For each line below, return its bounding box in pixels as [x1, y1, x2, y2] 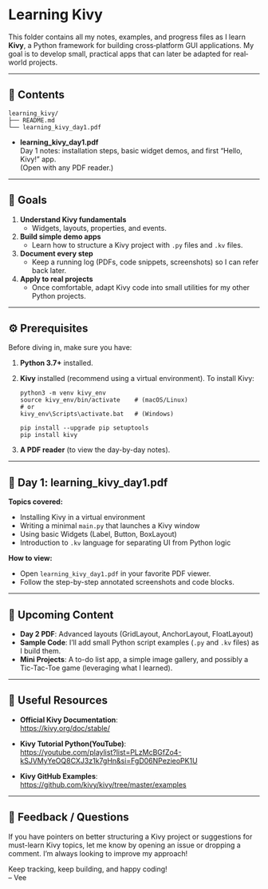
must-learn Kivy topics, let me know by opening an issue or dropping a [8, 840, 241, 850]
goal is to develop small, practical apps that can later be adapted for [8, 49, 232, 58]
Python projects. [31, 291, 86, 300]
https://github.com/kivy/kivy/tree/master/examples [19, 780, 187, 789]
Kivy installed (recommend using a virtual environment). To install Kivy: [19, 374, 255, 383]
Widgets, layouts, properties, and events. [31, 223, 167, 232]
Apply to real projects [19, 274, 93, 284]
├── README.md [8, 116, 56, 125]
